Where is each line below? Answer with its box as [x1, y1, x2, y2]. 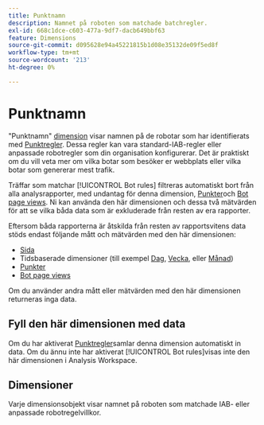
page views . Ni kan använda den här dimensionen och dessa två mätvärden [8, 197, 257, 207]
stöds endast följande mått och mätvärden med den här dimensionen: [8, 229, 236, 239]
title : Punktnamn [8, 11, 66, 20]
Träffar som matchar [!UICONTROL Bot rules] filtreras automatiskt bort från [8, 180, 254, 189]
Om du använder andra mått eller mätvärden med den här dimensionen [8, 286, 241, 295]
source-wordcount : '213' [8, 57, 91, 64]
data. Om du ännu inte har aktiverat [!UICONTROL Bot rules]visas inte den [8, 347, 250, 357]
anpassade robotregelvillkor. [8, 407, 102, 418]
